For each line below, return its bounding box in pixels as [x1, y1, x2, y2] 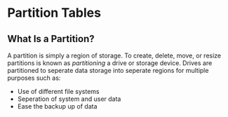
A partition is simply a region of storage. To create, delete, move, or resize [7, 51, 222, 60]
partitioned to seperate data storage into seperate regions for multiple [7, 67, 209, 74]
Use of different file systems [17, 88, 100, 95]
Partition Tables [7, 5, 102, 21]
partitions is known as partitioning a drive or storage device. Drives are [7, 59, 213, 67]
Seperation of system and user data [17, 95, 121, 103]
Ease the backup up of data [17, 102, 98, 110]
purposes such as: [7, 74, 61, 82]
